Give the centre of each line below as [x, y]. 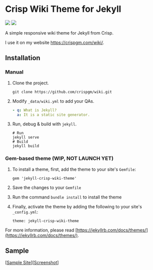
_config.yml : [25, 212]
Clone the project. [31, 83]
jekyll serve [26, 137]
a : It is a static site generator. [54, 115]
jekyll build [26, 146]
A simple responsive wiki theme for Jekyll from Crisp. [59, 33]
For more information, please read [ [41, 230]
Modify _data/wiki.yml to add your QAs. [53, 101]
